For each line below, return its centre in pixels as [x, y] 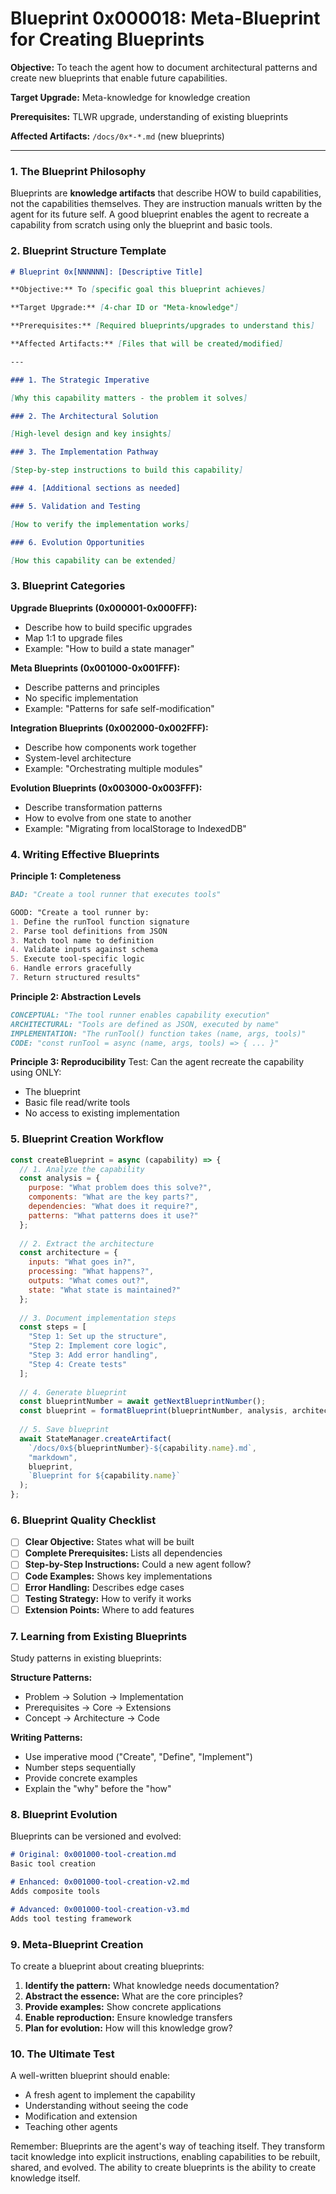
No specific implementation [81, 698]
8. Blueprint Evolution [64, 1814]
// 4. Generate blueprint [73, 1392]
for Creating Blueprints [107, 39]
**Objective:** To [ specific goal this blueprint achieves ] [138, 290]
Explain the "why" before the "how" [98, 1789]
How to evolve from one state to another [108, 818]
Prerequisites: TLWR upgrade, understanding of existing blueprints [149, 116]
